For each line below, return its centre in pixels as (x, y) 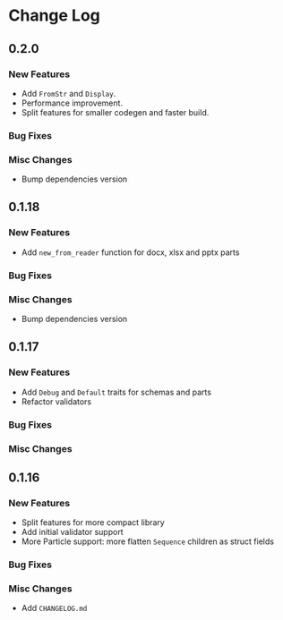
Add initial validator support (72, 532)
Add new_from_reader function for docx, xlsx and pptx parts (130, 252)
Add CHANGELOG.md (54, 608)
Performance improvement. (72, 103)
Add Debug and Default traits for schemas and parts (116, 392)
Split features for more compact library (93, 522)
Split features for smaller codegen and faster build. (115, 112)
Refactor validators (56, 401)
